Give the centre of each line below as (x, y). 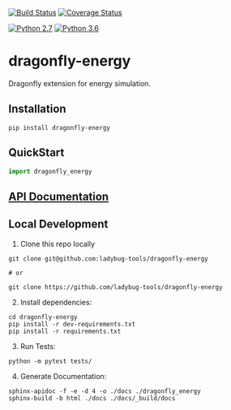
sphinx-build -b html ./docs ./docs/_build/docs (92, 398)
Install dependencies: (56, 302)
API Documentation (59, 196)
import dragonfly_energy (50, 171)
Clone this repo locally (58, 244)
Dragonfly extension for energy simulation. (80, 83)
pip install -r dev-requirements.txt (72, 324)
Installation (37, 109)
